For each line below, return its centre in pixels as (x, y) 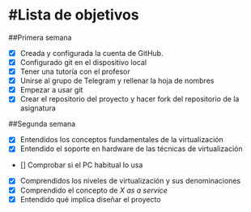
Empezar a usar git (51, 90)
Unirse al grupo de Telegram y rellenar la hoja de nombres (117, 81)
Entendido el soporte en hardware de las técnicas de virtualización (131, 149)
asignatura (38, 108)
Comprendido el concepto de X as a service (94, 190)
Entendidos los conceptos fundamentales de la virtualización (122, 140)
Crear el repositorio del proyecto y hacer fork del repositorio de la (130, 99)
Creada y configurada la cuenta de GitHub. (91, 53)
